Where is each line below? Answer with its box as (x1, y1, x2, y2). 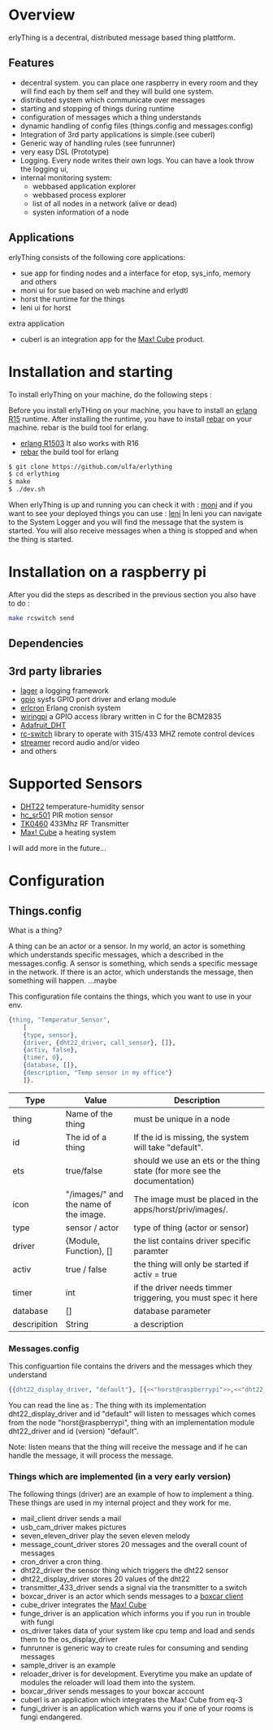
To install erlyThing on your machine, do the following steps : (8, 389, 213, 399)
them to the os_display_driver (19, 1635, 119, 1645)
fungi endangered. (19, 1712, 83, 1722)
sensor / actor (65, 1221, 119, 1233)
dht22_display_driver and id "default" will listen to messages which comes (8, 1409, 256, 1419)
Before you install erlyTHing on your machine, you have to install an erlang (8, 405, 258, 415)
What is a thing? (8, 925, 63, 935)
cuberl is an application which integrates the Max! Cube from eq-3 (19, 1695, 243, 1705)
